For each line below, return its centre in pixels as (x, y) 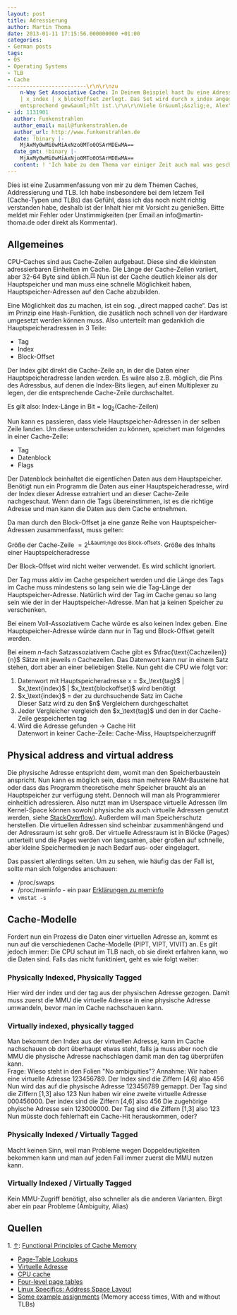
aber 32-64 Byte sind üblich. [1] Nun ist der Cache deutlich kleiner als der (112, 277)
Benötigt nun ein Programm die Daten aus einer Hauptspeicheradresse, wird (118, 486)
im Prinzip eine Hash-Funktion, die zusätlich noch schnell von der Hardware (117, 313)
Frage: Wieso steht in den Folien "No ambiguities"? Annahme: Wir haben (113, 1071)
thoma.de (21, 222)
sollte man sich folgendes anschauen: (62, 868)
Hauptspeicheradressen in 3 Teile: (57, 328)
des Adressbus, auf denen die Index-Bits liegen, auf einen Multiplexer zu (113, 385)
